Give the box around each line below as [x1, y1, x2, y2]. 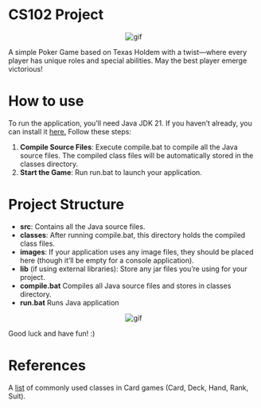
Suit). [8, 391, 26, 401]
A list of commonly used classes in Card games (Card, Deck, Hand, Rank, [8, 383, 249, 392]
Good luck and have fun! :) [8, 328, 95, 338]
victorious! [8, 64, 43, 73]
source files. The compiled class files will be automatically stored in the [19, 150, 254, 160]
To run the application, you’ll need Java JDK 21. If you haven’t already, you [8, 118, 252, 128]
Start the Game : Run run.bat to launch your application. [19, 167, 203, 177]
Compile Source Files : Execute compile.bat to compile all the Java [19, 142, 239, 152]
